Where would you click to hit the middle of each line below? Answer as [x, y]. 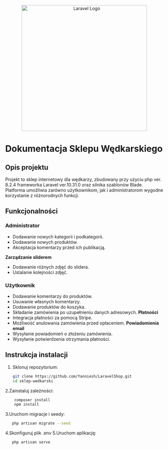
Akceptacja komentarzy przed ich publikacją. [59, 247]
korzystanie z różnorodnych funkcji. [42, 196]
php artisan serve [31, 442]
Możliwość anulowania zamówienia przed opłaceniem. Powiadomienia [86, 323]
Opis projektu [27, 167]
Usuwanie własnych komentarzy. [47, 301]
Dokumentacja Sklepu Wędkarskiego [84, 149]
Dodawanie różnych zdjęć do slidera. [51, 267]
